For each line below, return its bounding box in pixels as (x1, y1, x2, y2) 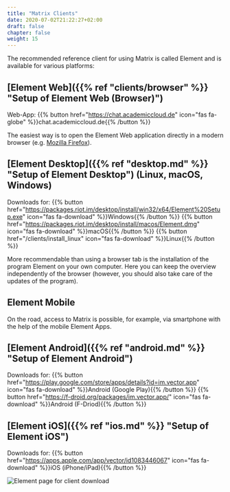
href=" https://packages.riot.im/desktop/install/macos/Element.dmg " (7, 220, 200, 228)
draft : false (7, 23, 45, 30)
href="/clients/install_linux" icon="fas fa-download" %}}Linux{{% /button (7, 234, 215, 242)
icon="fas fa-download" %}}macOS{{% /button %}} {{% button (7, 227, 187, 235)
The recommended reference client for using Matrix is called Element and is (7, 54, 222, 62)
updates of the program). (7, 277, 78, 285)
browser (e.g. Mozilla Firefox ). (7, 138, 92, 146)
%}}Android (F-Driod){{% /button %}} (39, 400, 147, 408)
